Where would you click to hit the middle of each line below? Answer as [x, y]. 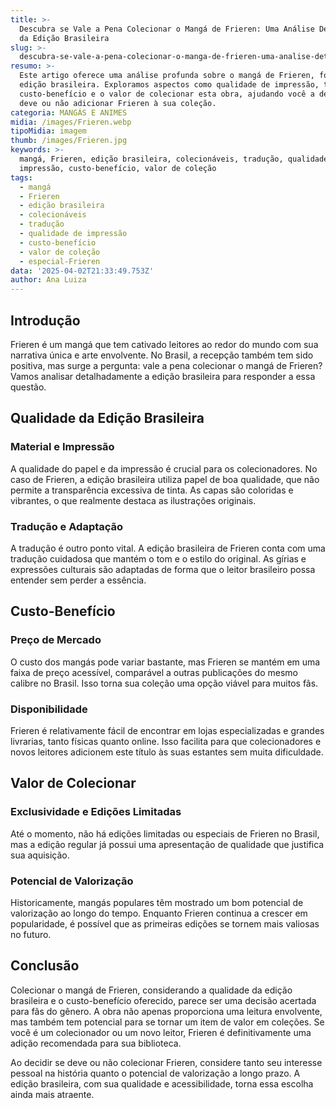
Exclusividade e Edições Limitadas [96, 812]
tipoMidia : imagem [48, 131]
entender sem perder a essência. [78, 580]
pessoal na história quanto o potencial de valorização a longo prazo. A [155, 1073]
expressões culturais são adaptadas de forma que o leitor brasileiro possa [163, 569]
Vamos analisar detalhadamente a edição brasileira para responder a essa [163, 376]
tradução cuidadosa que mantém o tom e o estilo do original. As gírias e [158, 558]
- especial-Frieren [60, 261]
